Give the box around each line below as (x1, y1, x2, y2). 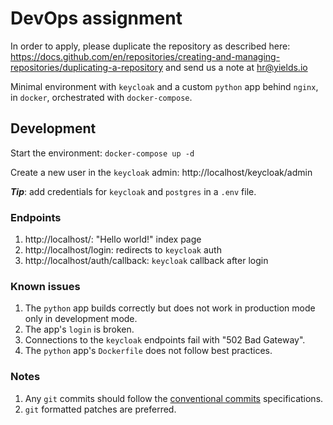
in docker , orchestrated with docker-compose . (10, 91, 193, 103)
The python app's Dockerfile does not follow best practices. (24, 345, 273, 357)
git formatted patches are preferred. (24, 403, 177, 415)
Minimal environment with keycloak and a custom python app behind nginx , (10, 80, 319, 92)
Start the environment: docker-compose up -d (10, 147, 195, 159)
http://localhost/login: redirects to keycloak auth (24, 244, 222, 256)
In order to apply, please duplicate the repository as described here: (10, 40, 291, 52)
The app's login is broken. (24, 323, 135, 336)
